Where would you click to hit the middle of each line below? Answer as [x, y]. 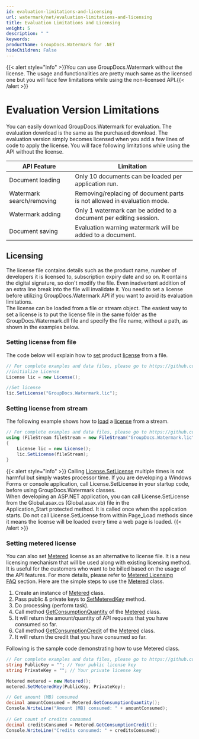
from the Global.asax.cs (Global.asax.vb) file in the [68, 502]
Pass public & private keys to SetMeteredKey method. [80, 599]
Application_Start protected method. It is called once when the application [96, 509]
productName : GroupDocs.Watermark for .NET [61, 45]
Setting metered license [41, 543]
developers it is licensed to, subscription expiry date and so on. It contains [97, 276]
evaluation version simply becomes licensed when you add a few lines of [95, 139]
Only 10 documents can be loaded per [129, 176]
